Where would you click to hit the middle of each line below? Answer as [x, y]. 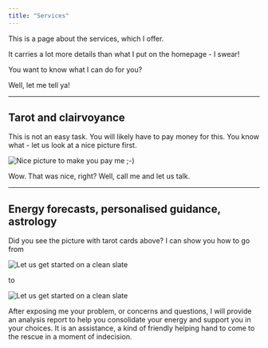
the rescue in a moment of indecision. [70, 337]
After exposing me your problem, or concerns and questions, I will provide [130, 311]
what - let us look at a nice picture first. [73, 146]
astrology [33, 221]
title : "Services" [39, 16]
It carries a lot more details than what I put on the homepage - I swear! [124, 54]
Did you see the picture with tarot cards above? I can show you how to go [129, 241]
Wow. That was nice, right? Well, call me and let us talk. [99, 176]
